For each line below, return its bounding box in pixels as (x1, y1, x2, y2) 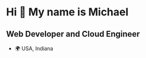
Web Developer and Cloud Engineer (6, 29, 140, 39)
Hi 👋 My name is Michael (6, 5, 129, 19)
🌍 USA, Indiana (14, 45, 53, 52)
